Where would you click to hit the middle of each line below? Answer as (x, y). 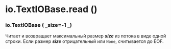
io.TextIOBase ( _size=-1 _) (39, 25)
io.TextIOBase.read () (51, 9)
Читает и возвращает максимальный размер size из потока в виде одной (86, 36)
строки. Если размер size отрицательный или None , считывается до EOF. (84, 41)
